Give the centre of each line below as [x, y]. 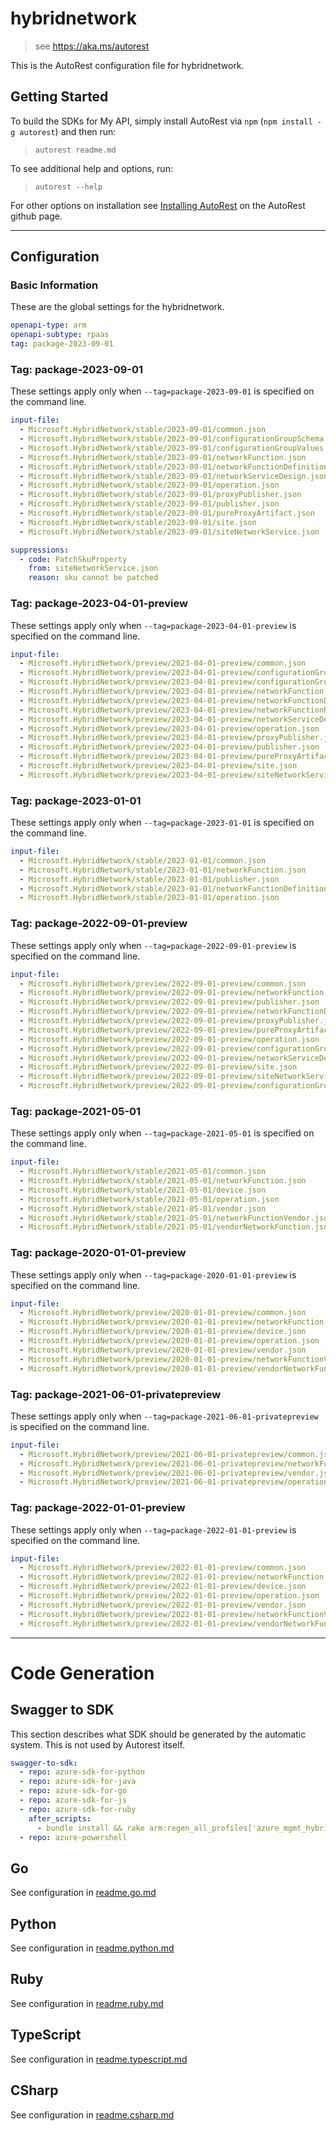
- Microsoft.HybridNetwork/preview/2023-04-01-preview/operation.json [169, 728]
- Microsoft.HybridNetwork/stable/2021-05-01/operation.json [149, 1199]
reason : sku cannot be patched [93, 578]
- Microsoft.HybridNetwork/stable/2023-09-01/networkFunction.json [163, 457]
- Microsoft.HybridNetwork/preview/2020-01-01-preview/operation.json [169, 1341]
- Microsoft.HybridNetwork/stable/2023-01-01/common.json [143, 860]
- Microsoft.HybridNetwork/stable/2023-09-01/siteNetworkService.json [169, 532]
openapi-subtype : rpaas [60, 335]
